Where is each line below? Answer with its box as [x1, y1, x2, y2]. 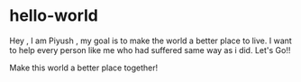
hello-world [9, 5, 99, 26]
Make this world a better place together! [9, 62, 159, 73]
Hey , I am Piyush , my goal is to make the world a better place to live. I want [9, 35, 293, 46]
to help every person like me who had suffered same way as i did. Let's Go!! [9, 44, 291, 55]
